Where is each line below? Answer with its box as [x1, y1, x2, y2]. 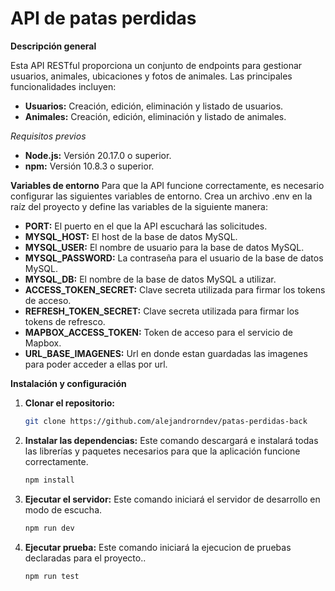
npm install [24, 475, 75, 485]
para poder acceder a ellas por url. [24, 358, 168, 370]
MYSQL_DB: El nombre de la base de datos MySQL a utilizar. [24, 273, 277, 285]
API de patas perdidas [10, 7, 197, 30]
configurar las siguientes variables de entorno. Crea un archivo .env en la [10, 190, 313, 202]
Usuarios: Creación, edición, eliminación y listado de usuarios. [24, 100, 284, 112]
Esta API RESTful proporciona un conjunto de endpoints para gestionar [10, 59, 303, 71]
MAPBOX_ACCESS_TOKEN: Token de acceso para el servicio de [24, 326, 293, 338]
